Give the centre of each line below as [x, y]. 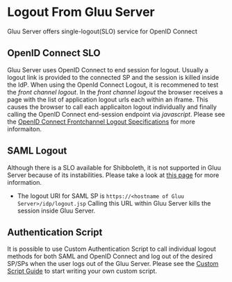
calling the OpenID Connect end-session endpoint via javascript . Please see [116, 114]
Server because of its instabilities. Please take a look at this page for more [113, 175]
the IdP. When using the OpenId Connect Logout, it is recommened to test [113, 85]
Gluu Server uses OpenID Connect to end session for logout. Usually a [108, 69]
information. [25, 182]
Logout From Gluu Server [81, 12]
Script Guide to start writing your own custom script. [82, 271]
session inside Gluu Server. [56, 210]
